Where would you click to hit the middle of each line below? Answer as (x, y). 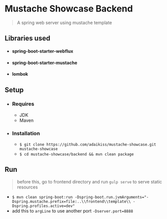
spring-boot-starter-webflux (42, 51)
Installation (26, 133)
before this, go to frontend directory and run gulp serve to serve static (89, 181)
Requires (23, 104)
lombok (20, 74)
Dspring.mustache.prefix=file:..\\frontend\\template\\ (71, 201)
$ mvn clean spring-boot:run (42, 197)
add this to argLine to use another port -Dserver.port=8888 (72, 210)
